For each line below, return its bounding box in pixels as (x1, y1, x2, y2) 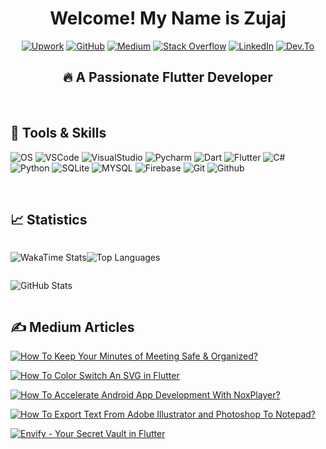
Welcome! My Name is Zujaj (49, 7, 287, 30)
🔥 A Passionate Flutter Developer (63, 69, 273, 86)
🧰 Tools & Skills (10, 125, 107, 142)
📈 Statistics (10, 211, 88, 228)
